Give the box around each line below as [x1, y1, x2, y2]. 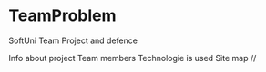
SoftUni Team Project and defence [8, 35, 138, 46]
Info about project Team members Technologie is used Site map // [8, 52, 257, 63]
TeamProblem [8, 5, 117, 26]
